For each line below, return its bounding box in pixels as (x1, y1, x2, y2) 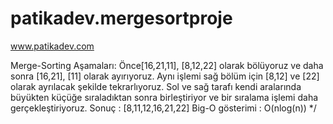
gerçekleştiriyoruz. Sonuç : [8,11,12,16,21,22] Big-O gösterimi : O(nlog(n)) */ (10, 102, 317, 114)
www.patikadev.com (10, 40, 95, 52)
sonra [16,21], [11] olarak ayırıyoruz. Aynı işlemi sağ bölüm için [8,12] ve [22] (10, 70, 320, 82)
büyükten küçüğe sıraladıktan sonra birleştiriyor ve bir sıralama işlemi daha (10, 91, 319, 103)
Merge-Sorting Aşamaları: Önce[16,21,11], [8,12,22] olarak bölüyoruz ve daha (10, 59, 324, 71)
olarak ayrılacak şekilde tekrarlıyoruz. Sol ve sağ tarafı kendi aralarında (10, 80, 302, 92)
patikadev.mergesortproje (10, 7, 233, 30)
